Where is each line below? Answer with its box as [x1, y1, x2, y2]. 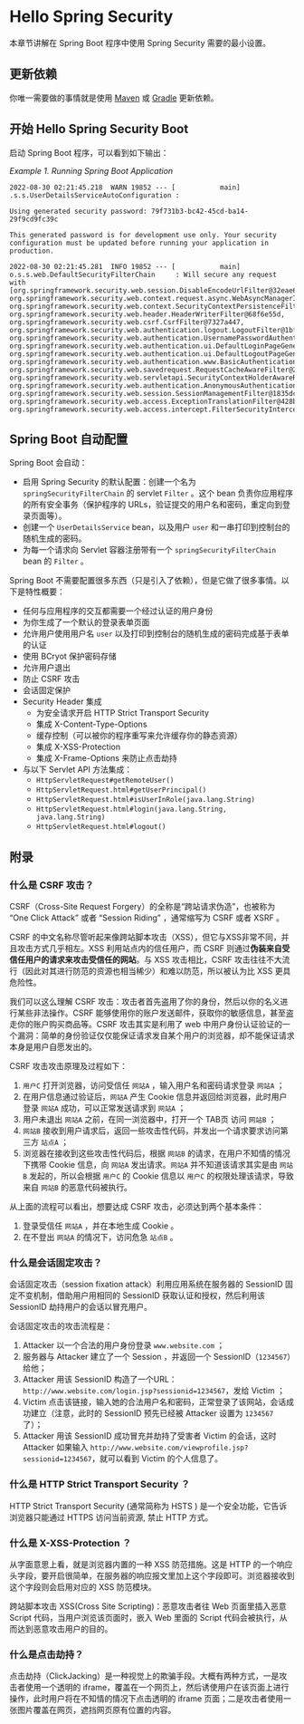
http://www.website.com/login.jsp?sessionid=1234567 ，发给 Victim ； [22, 1385, 285, 1396]
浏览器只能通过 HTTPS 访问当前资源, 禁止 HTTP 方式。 [9, 1511, 214, 1523]
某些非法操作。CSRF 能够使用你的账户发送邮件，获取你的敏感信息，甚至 [16, 1007, 287, 1018]
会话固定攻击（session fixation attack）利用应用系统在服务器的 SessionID [9, 1279, 283, 1290]
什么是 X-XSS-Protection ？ [9, 1536, 132, 1549]
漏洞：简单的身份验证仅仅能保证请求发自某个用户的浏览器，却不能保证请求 [16, 1030, 295, 1041]
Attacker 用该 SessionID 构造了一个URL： [22, 1374, 178, 1385]
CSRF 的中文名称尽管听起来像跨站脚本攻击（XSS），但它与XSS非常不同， [9, 931, 282, 943]
